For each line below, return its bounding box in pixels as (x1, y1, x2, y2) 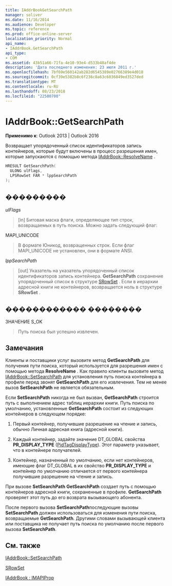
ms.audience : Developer (5, 22, 56, 27)
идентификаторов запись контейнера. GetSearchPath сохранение (17, 273, 163, 279)
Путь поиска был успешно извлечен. (17, 328, 99, 335)
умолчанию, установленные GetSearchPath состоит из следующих (5, 406, 154, 412)
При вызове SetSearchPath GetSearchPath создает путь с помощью (5, 484, 157, 490)
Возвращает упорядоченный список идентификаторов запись (5, 142, 142, 149)
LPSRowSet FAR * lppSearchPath (10, 173, 77, 178)
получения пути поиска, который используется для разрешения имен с (5, 363, 163, 369)
